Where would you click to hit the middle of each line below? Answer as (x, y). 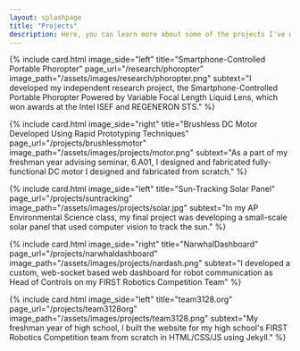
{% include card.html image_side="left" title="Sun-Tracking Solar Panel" (142, 189)
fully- (262, 163)
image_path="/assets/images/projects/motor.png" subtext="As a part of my (149, 153)
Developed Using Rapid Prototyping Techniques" (99, 134)
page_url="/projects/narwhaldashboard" (83, 254)
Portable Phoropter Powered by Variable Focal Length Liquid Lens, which (144, 97)
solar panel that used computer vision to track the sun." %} (118, 227)
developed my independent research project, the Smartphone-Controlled (144, 88)
